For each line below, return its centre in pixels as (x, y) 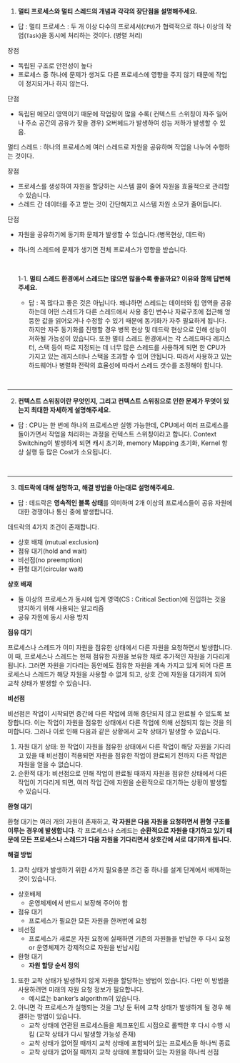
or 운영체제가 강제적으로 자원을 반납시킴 (84, 947)
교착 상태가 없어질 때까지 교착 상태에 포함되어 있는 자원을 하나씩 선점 (124, 1052)
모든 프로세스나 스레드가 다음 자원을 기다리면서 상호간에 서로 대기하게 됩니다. (126, 839)
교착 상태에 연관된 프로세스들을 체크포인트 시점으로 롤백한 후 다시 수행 (126, 1025)
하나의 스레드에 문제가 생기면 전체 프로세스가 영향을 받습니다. (102, 250)
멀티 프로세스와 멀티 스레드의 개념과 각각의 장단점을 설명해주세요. (107, 11)
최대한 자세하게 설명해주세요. (71, 410)
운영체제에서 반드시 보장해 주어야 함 (78, 903)
